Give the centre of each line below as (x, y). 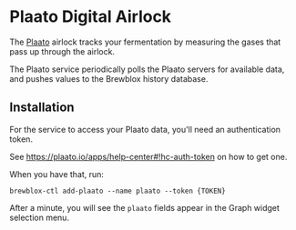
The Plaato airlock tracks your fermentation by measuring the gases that (145, 42)
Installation (42, 108)
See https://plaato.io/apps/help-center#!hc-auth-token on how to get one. (148, 156)
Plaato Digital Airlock (90, 17)
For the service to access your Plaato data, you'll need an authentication (145, 129)
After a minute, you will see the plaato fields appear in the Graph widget (145, 207)
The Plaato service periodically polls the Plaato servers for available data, (147, 69)
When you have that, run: (57, 174)
